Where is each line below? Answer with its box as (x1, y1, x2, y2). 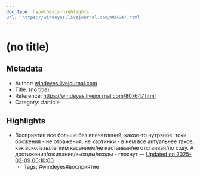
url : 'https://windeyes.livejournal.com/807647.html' (6, 14, 143, 20)
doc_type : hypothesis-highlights (6, 8, 90, 15)
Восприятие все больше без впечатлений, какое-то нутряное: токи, (14, 132, 189, 139)
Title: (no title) (14, 86, 50, 93)
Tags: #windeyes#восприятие (23, 163, 100, 171)
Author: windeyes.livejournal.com (14, 79, 97, 87)
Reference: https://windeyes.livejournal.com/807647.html (14, 92, 156, 99)
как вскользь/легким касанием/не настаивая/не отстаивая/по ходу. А (14, 144, 194, 152)
